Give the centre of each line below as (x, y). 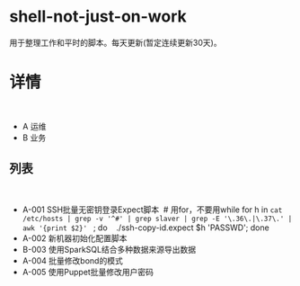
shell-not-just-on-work (98, 17)
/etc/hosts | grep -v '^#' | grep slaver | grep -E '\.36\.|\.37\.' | (157, 219)
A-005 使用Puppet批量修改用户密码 (88, 272)
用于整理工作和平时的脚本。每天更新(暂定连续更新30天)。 (115, 42)
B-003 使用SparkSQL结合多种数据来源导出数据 (109, 249)
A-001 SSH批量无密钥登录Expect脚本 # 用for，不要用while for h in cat (152, 210)
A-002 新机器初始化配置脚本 (75, 238)
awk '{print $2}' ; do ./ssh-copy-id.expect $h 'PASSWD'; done (146, 228)
